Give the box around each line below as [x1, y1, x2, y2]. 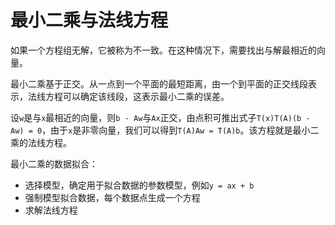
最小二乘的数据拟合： [10, 157, 98, 170]
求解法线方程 [24, 204, 78, 216]
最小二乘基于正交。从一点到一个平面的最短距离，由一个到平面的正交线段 [10, 77, 308, 90]
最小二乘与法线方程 [10, 9, 169, 32]
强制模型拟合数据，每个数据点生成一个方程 [24, 191, 201, 203]
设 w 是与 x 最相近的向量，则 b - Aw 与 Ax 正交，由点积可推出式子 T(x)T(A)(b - [10, 111, 311, 123]
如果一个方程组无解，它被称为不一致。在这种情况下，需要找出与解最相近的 [10, 44, 317, 56]
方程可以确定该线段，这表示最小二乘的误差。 [44, 90, 230, 102]
